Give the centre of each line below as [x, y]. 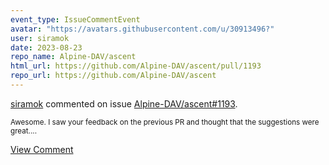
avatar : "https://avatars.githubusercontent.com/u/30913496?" [142, 29]
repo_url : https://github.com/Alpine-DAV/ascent [113, 76]
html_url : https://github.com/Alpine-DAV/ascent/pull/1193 [136, 66]
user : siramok [40, 38]
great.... [24, 131]
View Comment [42, 149]
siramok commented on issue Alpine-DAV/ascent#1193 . [124, 103]
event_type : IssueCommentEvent [75, 19]
